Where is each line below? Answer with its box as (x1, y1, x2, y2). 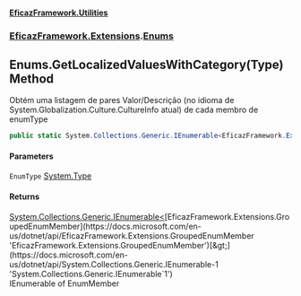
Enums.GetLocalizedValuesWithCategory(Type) (9, 57, 284, 72)
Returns (9, 191, 40, 202)
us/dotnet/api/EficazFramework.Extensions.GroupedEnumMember (9, 230, 255, 241)
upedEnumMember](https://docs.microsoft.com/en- (9, 221, 202, 231)
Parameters (9, 151, 54, 161)
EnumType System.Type (9, 170, 92, 181)
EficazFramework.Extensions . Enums (9, 30, 175, 42)
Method (9, 71, 55, 86)
